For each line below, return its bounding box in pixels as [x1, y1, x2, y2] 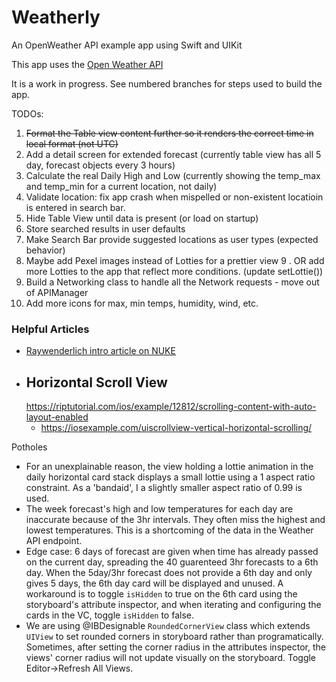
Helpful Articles [11, 322, 90, 336]
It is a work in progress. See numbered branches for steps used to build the [11, 77, 323, 90]
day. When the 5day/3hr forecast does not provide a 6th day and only [25, 567, 313, 579]
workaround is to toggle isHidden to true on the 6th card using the [25, 588, 298, 600]
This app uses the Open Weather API [11, 58, 164, 70]
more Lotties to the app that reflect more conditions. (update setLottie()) [25, 265, 324, 277]
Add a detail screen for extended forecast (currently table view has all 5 [25, 148, 322, 160]
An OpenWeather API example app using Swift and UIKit [11, 39, 243, 51]
